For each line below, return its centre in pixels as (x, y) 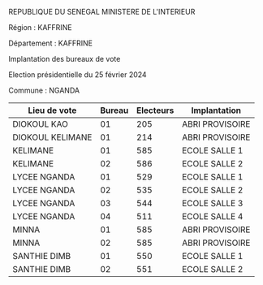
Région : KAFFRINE (40, 27)
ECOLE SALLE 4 (212, 216)
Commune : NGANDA (44, 90)
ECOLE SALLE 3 (212, 203)
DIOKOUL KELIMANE (52, 137)
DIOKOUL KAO (41, 124)
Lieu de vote (52, 110)
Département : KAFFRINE (51, 43)
